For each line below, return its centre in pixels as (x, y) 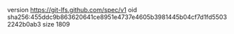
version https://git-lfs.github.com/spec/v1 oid (72, 10)
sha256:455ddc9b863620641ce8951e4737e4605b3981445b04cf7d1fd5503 (117, 17)
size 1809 (56, 24)
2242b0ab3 (24, 24)
